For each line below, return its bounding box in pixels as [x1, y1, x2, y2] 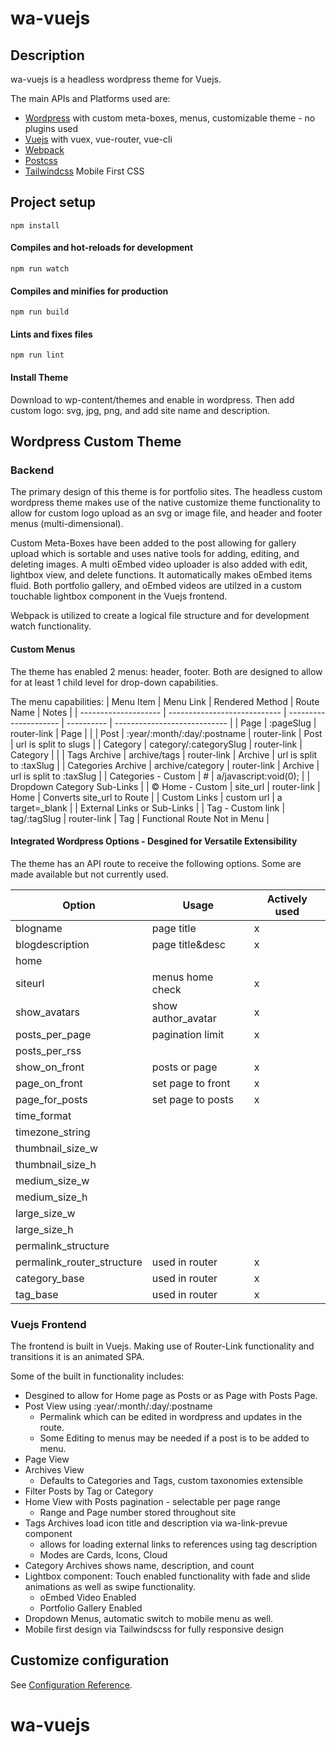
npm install [10, 220, 60, 231]
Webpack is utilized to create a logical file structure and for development [10, 610, 310, 622]
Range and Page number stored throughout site [39, 1507, 237, 1519]
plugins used [24, 123, 79, 134]
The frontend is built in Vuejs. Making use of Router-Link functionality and [10, 1340, 315, 1352]
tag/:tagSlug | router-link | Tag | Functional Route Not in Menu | [10, 812, 270, 824]
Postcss [24, 155, 58, 166]
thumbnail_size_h [15, 1157, 97, 1171]
